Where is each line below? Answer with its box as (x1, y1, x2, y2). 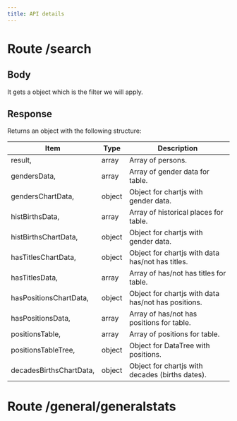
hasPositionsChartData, (11, 293, 90, 303)
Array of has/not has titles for (129, 268, 226, 278)
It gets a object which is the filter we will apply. (7, 88, 143, 96)
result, (11, 155, 32, 165)
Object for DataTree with (129, 340, 210, 350)
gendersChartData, (11, 191, 74, 201)
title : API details (7, 10, 65, 18)
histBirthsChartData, (11, 232, 78, 242)
